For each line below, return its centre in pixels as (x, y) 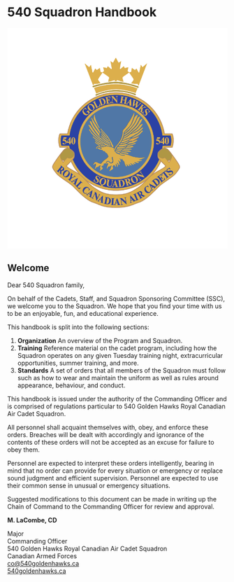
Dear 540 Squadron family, (46, 285)
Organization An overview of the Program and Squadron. (100, 340)
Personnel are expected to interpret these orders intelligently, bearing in (111, 463)
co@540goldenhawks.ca (43, 563)
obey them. (23, 450)
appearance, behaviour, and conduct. (71, 385)
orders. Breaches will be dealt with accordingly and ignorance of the (106, 434)
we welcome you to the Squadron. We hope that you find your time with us (115, 306)
